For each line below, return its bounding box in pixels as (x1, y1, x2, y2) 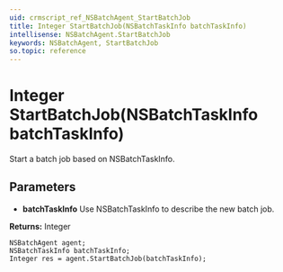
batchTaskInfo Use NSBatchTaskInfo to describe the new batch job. (22, 204, 275, 214)
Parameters (9, 179, 76, 195)
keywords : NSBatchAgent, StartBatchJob (9, 38, 159, 48)
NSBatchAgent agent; (9, 238, 87, 248)
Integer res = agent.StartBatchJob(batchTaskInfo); (9, 254, 207, 263)
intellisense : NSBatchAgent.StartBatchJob (9, 30, 171, 39)
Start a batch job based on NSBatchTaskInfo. (9, 154, 175, 165)
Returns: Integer (9, 221, 71, 231)
